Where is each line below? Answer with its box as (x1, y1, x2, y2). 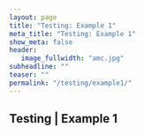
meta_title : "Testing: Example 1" (9, 29, 137, 38)
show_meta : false (9, 37, 73, 47)
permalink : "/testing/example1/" (9, 79, 133, 87)
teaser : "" (9, 71, 49, 79)
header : (9, 46, 38, 55)
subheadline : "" (9, 63, 69, 71)
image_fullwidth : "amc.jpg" (20, 54, 125, 63)
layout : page (9, 12, 57, 22)
